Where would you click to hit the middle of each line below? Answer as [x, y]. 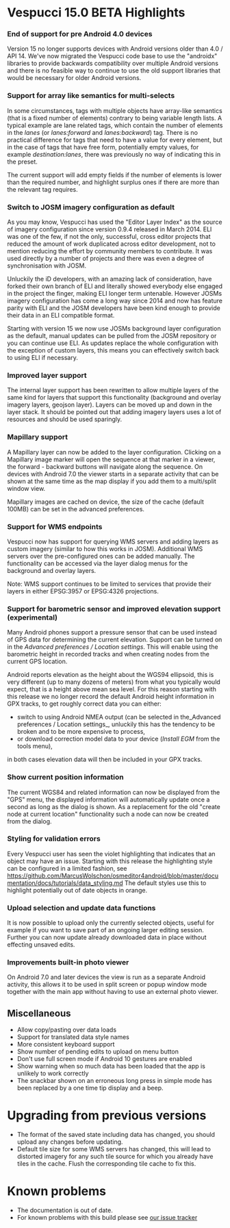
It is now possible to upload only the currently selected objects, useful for [111, 923]
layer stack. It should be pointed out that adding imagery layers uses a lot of [114, 412]
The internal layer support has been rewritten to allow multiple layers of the [113, 390]
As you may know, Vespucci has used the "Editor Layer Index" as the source [115, 222]
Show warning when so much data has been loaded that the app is [111, 1066]
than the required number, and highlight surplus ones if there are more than [113, 182]
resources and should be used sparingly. [65, 420]
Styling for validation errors [54, 839]
